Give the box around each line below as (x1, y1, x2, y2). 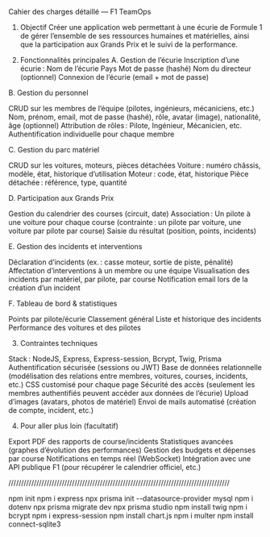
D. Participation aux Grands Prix (8, 194, 114, 202)
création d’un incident (8, 283, 81, 293)
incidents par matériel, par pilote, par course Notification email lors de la (8, 274, 248, 284)
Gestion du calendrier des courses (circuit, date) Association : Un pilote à (8, 209, 251, 219)
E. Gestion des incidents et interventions (8, 242, 143, 251)
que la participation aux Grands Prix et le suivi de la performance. (19, 40, 239, 49)
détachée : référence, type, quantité (8, 177, 127, 187)
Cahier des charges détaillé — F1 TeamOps (8, 7, 152, 16)
